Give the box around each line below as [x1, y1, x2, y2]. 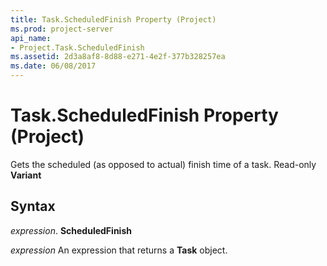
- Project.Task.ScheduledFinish [10, 42, 145, 53]
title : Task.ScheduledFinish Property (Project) [10, 14, 217, 25]
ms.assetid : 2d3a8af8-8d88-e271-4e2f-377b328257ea [10, 52, 226, 62]
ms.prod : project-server [10, 24, 114, 34]
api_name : [10, 33, 52, 43]
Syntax [10, 198, 56, 215]
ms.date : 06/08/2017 [10, 61, 97, 71]
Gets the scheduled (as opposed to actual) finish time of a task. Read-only [10, 158, 317, 170]
